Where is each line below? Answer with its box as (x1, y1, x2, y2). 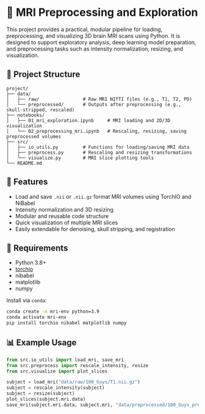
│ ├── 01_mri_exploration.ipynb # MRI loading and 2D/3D (6, 117, 171, 124)
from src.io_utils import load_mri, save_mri (6, 357, 124, 363)
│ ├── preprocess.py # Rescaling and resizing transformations (6, 149, 192, 155)
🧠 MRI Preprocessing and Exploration (6, 5, 198, 20)
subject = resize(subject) (6, 390, 75, 397)
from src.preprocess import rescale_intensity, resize (6, 362, 149, 368)
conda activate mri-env (6, 314, 67, 321)
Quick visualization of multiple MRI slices (15, 219, 118, 226)
